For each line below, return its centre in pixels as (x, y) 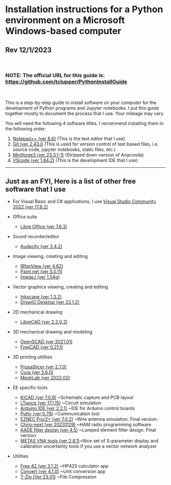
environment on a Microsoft (65, 20)
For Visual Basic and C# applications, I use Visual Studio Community (84, 201)
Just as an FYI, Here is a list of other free (71, 181)
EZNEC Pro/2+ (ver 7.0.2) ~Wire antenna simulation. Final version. (89, 419)
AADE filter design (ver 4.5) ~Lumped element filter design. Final (88, 430)
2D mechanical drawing (37, 312)
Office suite (25, 217)
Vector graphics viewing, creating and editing (60, 287)
